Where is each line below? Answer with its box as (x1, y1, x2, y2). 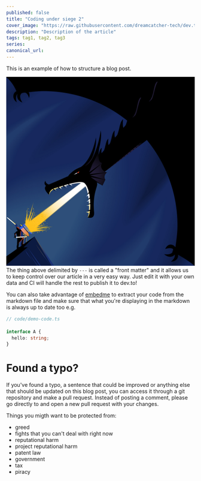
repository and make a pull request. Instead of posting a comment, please (6, 394, 188, 401)
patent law (14, 449, 41, 456)
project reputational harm (14, 443, 78, 450)
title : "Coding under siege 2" (6, 16, 84, 22)
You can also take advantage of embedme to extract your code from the (6, 291, 184, 298)
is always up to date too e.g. (6, 303, 76, 311)
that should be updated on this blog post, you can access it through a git (6, 387, 185, 395)
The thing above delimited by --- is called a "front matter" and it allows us (6, 266, 189, 273)
